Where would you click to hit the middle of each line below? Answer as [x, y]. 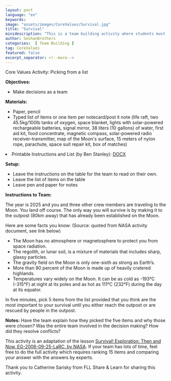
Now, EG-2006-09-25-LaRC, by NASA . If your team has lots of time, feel [81, 347]
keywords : [16, 19]
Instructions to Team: [29, 195]
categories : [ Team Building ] [40, 43]
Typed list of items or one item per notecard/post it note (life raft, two [85, 117]
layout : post [19, 10]
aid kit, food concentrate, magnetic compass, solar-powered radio [82, 133]
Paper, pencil [27, 112]
